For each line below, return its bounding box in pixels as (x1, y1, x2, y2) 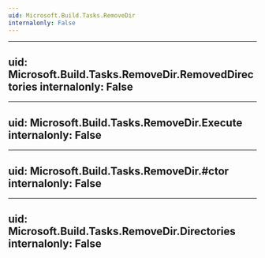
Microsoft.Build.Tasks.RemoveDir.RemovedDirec (8, 68, 254, 81)
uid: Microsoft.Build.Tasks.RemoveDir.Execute (8, 116, 243, 129)
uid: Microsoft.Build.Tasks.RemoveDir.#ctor (8, 164, 230, 178)
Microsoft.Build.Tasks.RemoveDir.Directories (8, 225, 236, 238)
